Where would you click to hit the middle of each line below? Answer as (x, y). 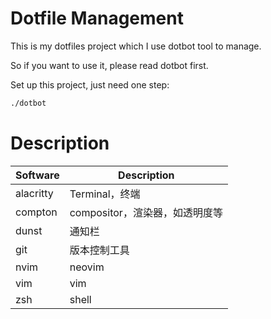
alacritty (34, 193)
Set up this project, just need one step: (90, 84)
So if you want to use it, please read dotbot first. (109, 65)
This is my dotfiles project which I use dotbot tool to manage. (136, 46)
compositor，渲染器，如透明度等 (146, 212)
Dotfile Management (97, 18)
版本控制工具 (99, 250)
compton (36, 212)
